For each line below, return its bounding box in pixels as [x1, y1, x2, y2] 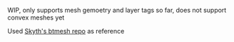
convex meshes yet [7, 13, 65, 22]
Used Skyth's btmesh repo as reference [7, 27, 125, 35]
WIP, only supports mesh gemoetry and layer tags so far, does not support [7, 6, 227, 14]
